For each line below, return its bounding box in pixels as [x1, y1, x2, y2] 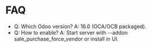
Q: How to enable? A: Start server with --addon [13, 29, 128, 36]
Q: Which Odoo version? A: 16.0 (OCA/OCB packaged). [13, 23, 147, 30]
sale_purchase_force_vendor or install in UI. [13, 35, 119, 42]
